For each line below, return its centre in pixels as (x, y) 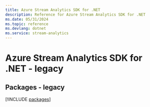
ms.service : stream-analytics (37, 33)
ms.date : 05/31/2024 (27, 19)
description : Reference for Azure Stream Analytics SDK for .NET (75, 15)
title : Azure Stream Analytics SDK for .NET (53, 10)
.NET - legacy (34, 69)
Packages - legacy (35, 87)
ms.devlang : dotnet (26, 29)
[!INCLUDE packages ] (28, 99)
